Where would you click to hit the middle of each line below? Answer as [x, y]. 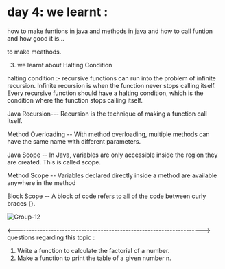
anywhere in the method [42, 182]
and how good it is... [36, 38]
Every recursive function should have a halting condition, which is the [105, 93]
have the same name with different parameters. [74, 141]
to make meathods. [34, 52]
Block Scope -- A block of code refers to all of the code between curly [107, 196]
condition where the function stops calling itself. [75, 100]
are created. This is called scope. [54, 162]
